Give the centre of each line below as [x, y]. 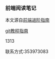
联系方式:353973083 [27, 51]
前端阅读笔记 [21, 8]
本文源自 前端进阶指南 [27, 20]
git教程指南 [17, 31]
